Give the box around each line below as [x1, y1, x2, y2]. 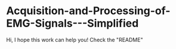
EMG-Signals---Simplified [6, 17, 139, 30]
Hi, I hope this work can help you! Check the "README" [6, 36, 143, 43]
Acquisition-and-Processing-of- [6, 4, 171, 18]
